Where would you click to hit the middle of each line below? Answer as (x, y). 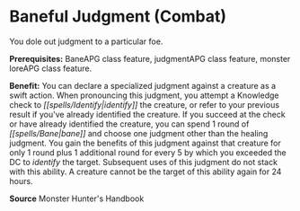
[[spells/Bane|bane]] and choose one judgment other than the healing (139, 133)
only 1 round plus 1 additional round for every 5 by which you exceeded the (148, 152)
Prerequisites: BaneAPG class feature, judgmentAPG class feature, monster (150, 58)
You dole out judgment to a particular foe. (86, 41)
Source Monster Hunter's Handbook (77, 198)
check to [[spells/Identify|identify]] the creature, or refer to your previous (145, 104)
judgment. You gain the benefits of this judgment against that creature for (145, 143)
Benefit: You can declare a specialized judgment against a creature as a (143, 85)
